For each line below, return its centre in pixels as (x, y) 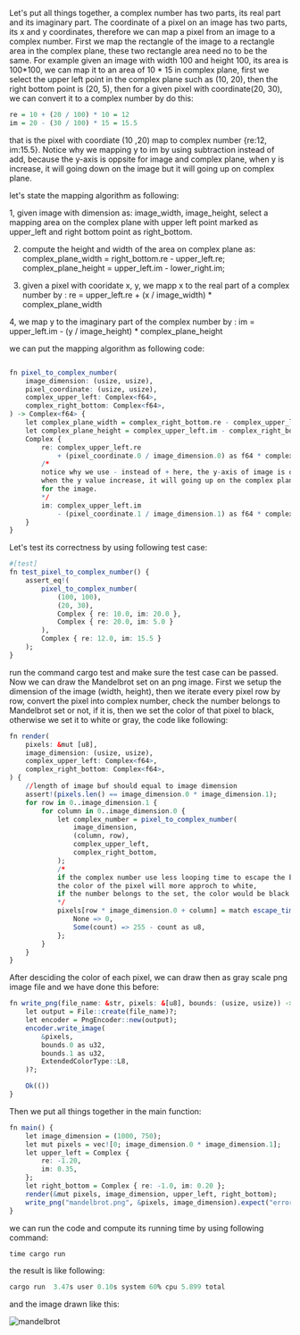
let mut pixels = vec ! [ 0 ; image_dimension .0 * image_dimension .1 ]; (153, 1144)
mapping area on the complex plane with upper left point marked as (134, 222)
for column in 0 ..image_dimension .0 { (113, 811)
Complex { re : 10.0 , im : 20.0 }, (119, 614)
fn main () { (31, 1128)
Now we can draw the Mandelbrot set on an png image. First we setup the (146, 682)
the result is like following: (57, 1271)
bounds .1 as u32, (73, 1054)
